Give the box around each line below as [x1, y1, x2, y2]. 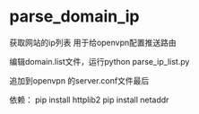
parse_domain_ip [9, 6, 140, 27]
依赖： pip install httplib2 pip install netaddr [9, 94, 169, 105]
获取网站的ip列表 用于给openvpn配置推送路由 [9, 37, 177, 48]
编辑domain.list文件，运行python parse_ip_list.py [9, 56, 190, 66]
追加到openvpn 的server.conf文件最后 [9, 75, 150, 86]
